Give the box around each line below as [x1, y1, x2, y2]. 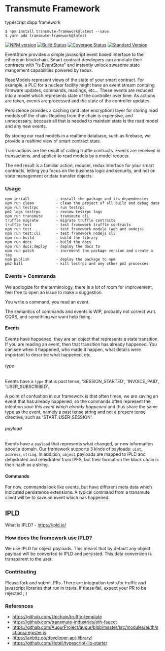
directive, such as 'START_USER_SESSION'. [5, 414, 93, 420]
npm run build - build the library [5, 235, 98, 240]
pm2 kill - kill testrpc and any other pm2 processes [5, 261, 149, 266]
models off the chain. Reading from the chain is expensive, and [5, 112, 133, 119]
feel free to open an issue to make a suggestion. [5, 289, 103, 295]
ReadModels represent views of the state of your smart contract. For [5, 77, 144, 83]
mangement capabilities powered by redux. [5, 67, 93, 73]
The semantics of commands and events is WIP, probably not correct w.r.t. [5, 308, 157, 314]
